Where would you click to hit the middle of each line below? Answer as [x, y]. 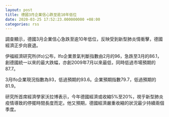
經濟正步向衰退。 [23, 46]
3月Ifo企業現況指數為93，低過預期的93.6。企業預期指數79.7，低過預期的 [81, 80]
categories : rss [22, 24]
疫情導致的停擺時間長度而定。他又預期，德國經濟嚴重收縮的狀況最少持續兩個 [85, 103]
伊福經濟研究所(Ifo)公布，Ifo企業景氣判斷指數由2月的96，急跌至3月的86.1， [84, 56]
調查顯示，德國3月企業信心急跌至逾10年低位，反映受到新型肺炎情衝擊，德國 [84, 39]
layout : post [19, 10]
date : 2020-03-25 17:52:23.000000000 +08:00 [53, 19]
